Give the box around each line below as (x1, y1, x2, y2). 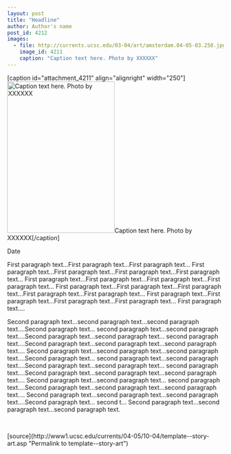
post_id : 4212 (7, 29, 48, 36)
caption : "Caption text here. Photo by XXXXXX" (19, 55, 158, 62)
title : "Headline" (7, 17, 60, 23)
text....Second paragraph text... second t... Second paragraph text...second (7, 398, 220, 406)
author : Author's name (7, 23, 72, 30)
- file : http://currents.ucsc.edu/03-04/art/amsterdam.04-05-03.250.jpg (13, 42, 226, 49)
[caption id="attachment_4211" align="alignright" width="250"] (7, 74, 186, 82)
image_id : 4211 (19, 49, 63, 56)
